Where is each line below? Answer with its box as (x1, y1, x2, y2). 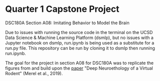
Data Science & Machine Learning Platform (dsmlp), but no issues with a (5, 35, 154, 40)
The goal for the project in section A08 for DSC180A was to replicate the (5, 60, 154, 66)
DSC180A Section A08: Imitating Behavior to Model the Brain (5, 20, 130, 26)
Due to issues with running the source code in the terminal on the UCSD (5, 29, 153, 35)
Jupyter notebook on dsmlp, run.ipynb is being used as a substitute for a (5, 40, 155, 45)
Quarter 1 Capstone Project (5, 3, 120, 15)
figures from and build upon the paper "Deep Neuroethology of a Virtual (5, 65, 153, 71)
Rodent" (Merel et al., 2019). (5, 70, 63, 76)
